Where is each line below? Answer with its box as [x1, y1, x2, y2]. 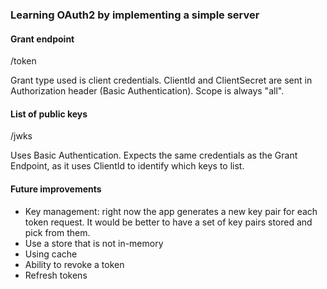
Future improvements [10, 183, 102, 195]
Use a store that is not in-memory [24, 237, 164, 249]
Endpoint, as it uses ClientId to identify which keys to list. [10, 160, 245, 172]
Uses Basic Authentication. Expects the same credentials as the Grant [10, 149, 298, 162]
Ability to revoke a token [24, 258, 125, 270]
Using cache [24, 248, 78, 260]
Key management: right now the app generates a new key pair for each [24, 205, 318, 217]
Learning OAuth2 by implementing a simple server [10, 8, 260, 22]
